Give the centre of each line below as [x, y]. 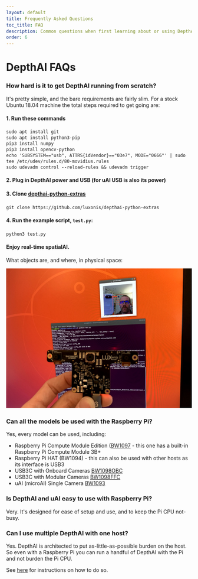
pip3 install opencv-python [41, 149]
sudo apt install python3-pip [43, 138]
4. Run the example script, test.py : [49, 220]
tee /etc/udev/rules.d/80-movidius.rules [58, 161]
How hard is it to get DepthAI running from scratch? [81, 86]
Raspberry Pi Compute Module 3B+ [58, 452]
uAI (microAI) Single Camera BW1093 [60, 483]
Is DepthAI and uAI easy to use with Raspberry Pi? [79, 499]
